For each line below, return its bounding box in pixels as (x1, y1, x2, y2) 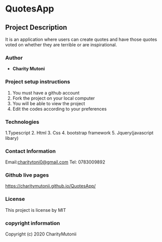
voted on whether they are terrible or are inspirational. (5, 42, 117, 48)
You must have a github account (12, 90, 79, 96)
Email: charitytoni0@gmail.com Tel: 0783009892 (5, 159, 106, 165)
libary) (5, 135, 19, 141)
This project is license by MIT (5, 207, 66, 213)
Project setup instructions (5, 78, 70, 86)
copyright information (5, 219, 60, 226)
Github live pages (5, 172, 49, 179)
